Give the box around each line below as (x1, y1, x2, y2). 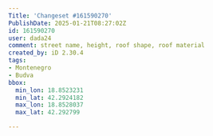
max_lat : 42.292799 (15, 109, 81, 117)
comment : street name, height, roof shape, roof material (8, 42, 205, 50)
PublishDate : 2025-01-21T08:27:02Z (8, 19, 127, 27)
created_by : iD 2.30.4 (8, 49, 84, 57)
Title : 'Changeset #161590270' (8, 11, 112, 20)
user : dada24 (8, 34, 52, 42)
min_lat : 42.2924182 (15, 94, 84, 102)
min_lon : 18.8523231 (15, 86, 84, 94)
